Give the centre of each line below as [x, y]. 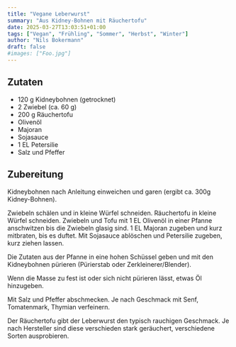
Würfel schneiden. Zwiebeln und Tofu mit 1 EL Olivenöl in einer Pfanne [110, 220]
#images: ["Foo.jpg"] [39, 54]
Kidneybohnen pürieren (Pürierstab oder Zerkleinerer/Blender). [99, 264]
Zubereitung [35, 175]
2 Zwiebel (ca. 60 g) [47, 106]
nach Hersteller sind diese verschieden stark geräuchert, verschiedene [111, 328]
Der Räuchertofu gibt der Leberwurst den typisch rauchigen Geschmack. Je [118, 321]
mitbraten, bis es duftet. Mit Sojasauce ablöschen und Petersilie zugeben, [115, 236]
